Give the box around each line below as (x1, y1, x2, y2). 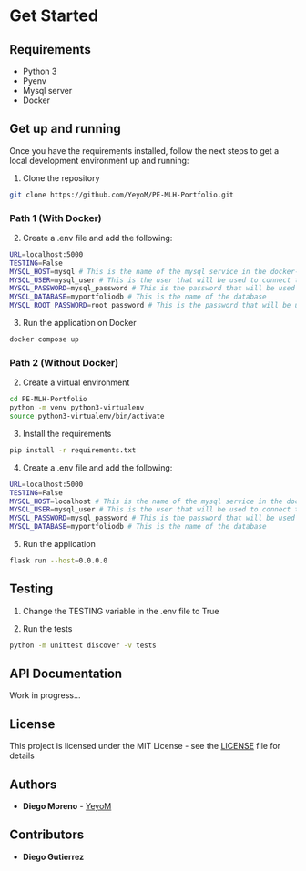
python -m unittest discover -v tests (9, 641, 157, 650)
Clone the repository (22, 172, 100, 183)
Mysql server (22, 86, 73, 96)
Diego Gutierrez (22, 851, 85, 862)
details (9, 750, 35, 761)
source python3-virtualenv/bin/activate (9, 411, 166, 421)
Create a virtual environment (22, 377, 130, 388)
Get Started (9, 5, 98, 26)
